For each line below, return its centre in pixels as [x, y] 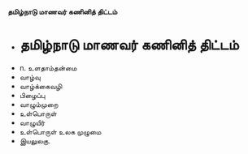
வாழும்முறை [39, 104]
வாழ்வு [30, 77]
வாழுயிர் [32, 122]
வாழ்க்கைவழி [41, 86]
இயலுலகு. [35, 140]
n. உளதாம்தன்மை [48, 67]
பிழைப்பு [32, 95]
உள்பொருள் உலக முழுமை [60, 131]
